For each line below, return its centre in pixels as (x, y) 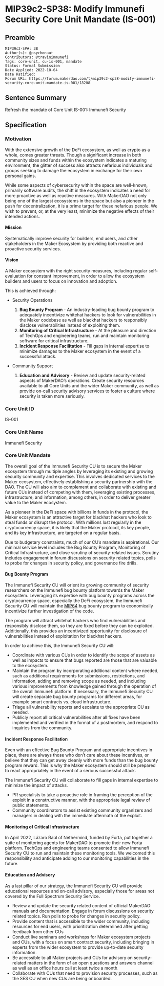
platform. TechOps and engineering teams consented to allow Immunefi (77, 848)
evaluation (15, 276)
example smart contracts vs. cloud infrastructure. (62, 702)
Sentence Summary (36, 98)
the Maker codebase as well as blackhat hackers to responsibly (83, 320)
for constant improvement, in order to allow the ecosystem (86, 276)
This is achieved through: (31, 291)
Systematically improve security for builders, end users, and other (72, 238)
